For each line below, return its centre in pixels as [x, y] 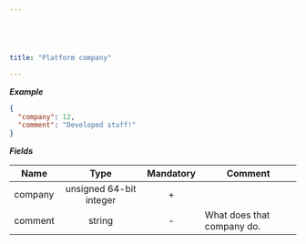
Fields [21, 151]
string [101, 221]
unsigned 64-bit [101, 189]
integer [101, 200]
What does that [237, 215]
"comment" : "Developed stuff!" [77, 125]
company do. [233, 227]
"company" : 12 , [46, 117]
